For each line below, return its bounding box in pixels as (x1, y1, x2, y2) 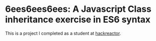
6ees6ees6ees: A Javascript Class (5, 3, 152, 15)
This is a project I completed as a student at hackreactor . (5, 30, 121, 36)
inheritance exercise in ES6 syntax (5, 14, 151, 25)
